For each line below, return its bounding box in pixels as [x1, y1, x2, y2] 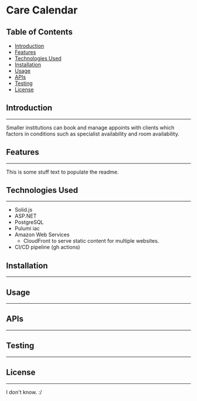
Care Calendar [6, 4, 78, 17]
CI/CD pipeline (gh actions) [14, 244, 80, 251]
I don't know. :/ [6, 388, 42, 396]
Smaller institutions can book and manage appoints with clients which [6, 124, 175, 131]
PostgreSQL [14, 219, 44, 226]
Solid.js [14, 206, 33, 213]
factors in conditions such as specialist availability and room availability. [6, 130, 180, 137]
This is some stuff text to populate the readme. [6, 168, 119, 175]
